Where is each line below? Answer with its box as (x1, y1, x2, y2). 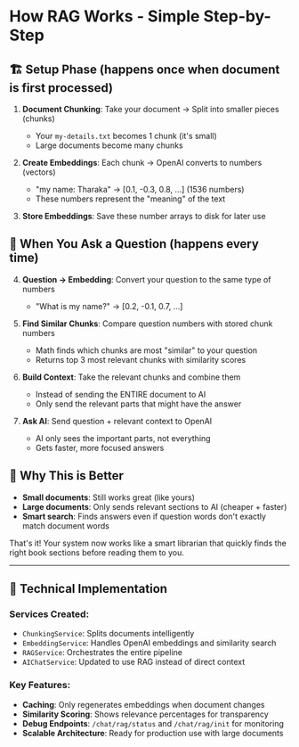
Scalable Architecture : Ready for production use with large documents (21, 727, 284, 738)
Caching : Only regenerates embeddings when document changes (21, 699, 265, 710)
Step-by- (203, 6, 271, 27)
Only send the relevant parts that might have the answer (35, 398, 242, 409)
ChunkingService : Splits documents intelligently (21, 628, 195, 639)
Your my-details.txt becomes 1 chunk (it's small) (35, 131, 218, 141)
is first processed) (9, 80, 114, 95)
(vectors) (21, 167, 56, 177)
